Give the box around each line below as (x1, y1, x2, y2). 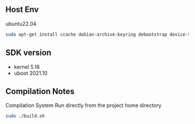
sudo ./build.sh (5, 113, 45, 119)
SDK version (5, 48, 52, 58)
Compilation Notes (5, 86, 75, 96)
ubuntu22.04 (5, 20, 37, 27)
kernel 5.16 (13, 63, 40, 70)
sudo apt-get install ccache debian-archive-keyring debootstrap (5, 32, 167, 37)
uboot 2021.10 (13, 70, 48, 77)
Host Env (5, 5, 39, 15)
